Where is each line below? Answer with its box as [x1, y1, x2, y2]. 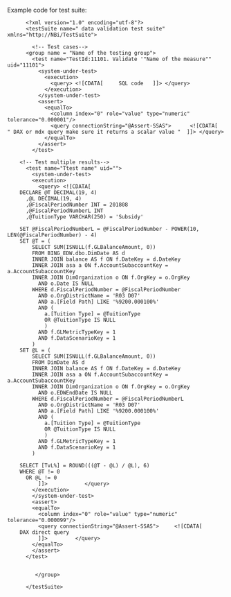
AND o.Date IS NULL [37, 280, 95, 287]
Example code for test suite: [7, 6, 87, 14]
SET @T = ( [19, 238, 51, 245]
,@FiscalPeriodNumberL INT [25, 207, 104, 214]
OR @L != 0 [25, 474, 57, 481]
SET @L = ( [19, 347, 51, 354]
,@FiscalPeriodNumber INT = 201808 [25, 201, 129, 208]
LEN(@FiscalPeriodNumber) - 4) [7, 232, 98, 239]
